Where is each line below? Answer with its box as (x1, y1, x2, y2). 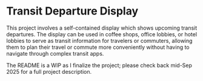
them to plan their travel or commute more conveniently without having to (6, 44, 190, 51)
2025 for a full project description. (6, 68, 92, 75)
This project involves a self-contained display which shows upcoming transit (6, 24, 198, 31)
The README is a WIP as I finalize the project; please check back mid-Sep (6, 62, 193, 69)
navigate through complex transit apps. (6, 50, 104, 57)
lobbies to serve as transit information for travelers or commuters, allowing (6, 37, 193, 44)
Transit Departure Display (6, 4, 139, 18)
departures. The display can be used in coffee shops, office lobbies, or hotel (6, 30, 198, 37)
